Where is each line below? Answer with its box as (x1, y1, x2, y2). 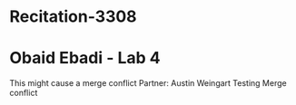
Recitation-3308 (9, 6, 138, 27)
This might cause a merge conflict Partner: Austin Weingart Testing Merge (9, 78, 288, 89)
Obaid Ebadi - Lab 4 (9, 48, 161, 69)
